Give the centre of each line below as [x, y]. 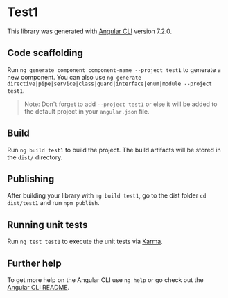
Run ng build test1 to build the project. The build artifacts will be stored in [114, 150]
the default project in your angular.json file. [87, 111]
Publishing [31, 178]
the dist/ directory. [35, 157]
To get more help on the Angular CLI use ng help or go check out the [105, 280]
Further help [35, 263]
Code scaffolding [45, 53]
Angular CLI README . [38, 287]
